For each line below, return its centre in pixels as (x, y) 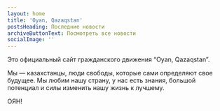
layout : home (26, 14)
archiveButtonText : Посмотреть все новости (72, 33)
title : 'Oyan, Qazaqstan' (45, 20)
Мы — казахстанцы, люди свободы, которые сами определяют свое (110, 73)
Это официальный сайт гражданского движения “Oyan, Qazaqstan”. (109, 59)
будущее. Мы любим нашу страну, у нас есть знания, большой (102, 80)
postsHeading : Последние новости (56, 27)
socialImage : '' (31, 40)
